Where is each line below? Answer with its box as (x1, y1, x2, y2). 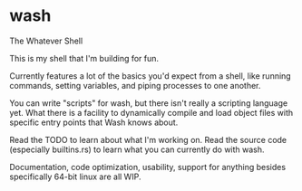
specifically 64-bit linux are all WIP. (9, 171, 141, 182)
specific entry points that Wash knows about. (9, 117, 179, 128)
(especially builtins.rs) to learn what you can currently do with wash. (9, 144, 265, 155)
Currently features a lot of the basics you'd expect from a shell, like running (9, 70, 292, 81)
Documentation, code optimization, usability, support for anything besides (9, 161, 287, 172)
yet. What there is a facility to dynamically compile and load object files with (9, 107, 294, 118)
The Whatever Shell (9, 35, 83, 46)
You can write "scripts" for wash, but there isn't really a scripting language (9, 97, 288, 109)
